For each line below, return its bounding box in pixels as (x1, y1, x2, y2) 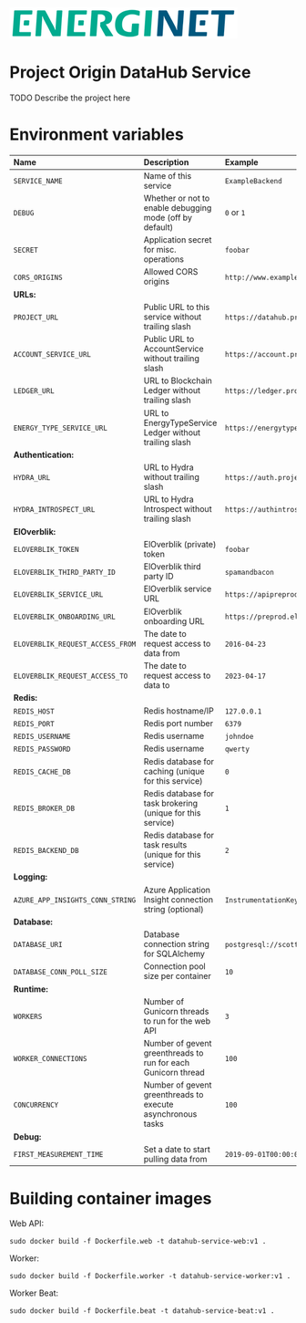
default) (143, 222, 174, 233)
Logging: (13, 871, 48, 882)
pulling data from (143, 1153, 208, 1164)
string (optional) (143, 903, 204, 914)
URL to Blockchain (143, 375, 212, 386)
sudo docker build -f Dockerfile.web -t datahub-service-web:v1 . (9, 1237, 267, 1246)
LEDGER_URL (13, 387, 55, 396)
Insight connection (143, 893, 214, 905)
